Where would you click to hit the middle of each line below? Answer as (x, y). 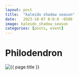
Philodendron (34, 53)
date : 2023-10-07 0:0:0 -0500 (39, 19)
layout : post (19, 10)
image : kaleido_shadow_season (37, 24)
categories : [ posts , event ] (34, 28)
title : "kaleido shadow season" (40, 14)
